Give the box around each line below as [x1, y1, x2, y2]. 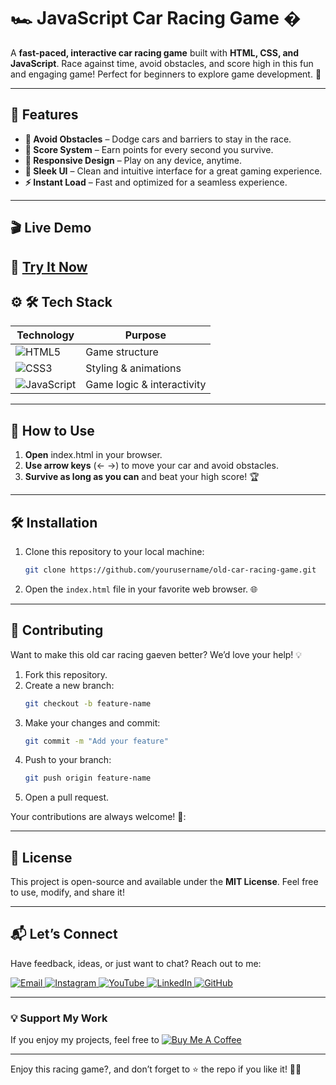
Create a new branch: [24, 679, 115, 691]
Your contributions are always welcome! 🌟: [10, 811, 187, 823]
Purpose [124, 328, 167, 342]
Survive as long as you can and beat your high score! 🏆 [24, 471, 260, 483]
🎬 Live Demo [10, 220, 92, 237]
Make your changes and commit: [24, 716, 161, 729]
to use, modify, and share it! [10, 886, 125, 899]
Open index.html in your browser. [24, 449, 163, 461]
